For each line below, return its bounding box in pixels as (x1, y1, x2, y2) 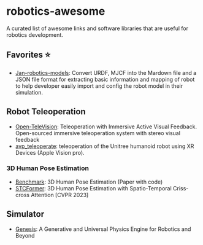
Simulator (6, 209, 45, 219)
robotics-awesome (6, 4, 105, 18)
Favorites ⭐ (6, 50, 51, 60)
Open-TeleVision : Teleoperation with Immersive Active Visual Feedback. (15, 123, 197, 130)
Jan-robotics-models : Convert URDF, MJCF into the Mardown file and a (15, 69, 197, 76)
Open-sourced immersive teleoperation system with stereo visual (15, 129, 181, 136)
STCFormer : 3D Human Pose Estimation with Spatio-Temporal (15, 184, 172, 192)
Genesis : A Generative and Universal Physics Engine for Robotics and (15, 225, 191, 233)
